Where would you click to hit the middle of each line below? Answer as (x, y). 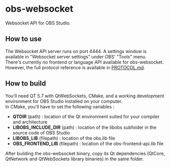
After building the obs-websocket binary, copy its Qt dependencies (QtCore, (85, 153)
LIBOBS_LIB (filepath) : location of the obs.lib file (64, 138)
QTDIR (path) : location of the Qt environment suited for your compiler (86, 116)
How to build (26, 84)
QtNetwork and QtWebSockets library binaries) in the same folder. (75, 159)
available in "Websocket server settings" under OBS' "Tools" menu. (76, 57)
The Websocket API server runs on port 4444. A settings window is (76, 51)
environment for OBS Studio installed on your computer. (64, 101)
